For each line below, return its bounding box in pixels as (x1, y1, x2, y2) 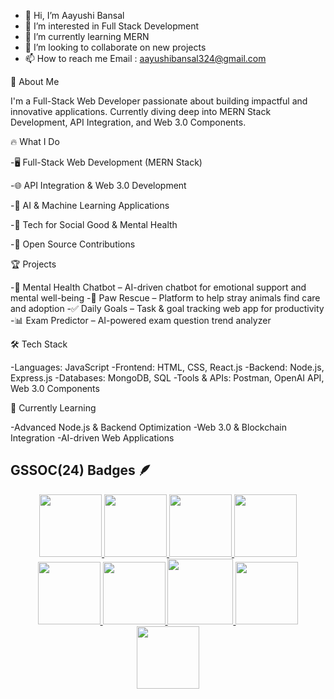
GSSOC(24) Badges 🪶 (10, 462, 152, 479)
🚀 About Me (10, 76, 60, 87)
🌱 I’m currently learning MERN (24, 31, 150, 42)
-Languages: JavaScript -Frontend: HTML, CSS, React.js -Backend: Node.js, (10, 361, 325, 373)
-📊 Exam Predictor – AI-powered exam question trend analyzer (10, 315, 272, 326)
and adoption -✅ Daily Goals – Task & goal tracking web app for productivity (10, 303, 325, 314)
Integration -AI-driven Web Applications (10, 432, 175, 444)
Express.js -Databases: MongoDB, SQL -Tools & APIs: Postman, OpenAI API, (10, 372, 325, 384)
